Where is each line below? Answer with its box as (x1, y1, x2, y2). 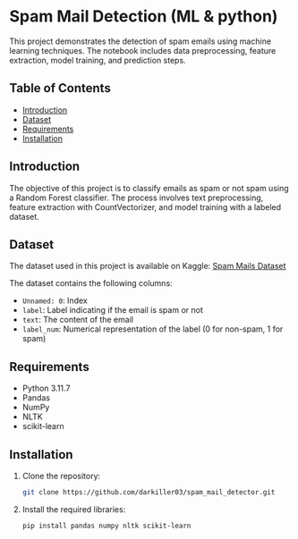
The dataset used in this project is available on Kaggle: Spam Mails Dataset (9, 261, 286, 272)
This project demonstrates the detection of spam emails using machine (9, 36, 271, 46)
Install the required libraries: (21, 503, 126, 515)
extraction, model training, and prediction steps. (9, 55, 186, 65)
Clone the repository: (21, 471, 101, 481)
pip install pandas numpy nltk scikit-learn (21, 521, 192, 530)
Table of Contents (9, 80, 112, 96)
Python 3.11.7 (21, 383, 71, 394)
